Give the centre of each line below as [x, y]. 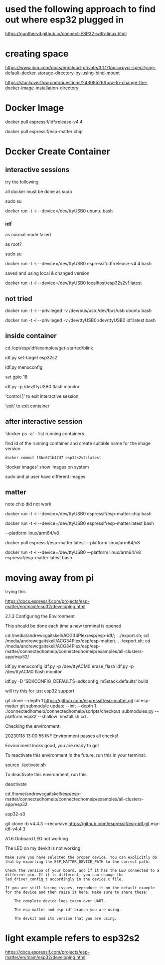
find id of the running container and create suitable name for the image [78, 443]
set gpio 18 [16, 377]
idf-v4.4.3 [15, 829]
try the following [22, 182]
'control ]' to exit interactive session [42, 396]
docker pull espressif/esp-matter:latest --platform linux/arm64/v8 [73, 543]
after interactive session [44, 421]
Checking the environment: [33, 726]
